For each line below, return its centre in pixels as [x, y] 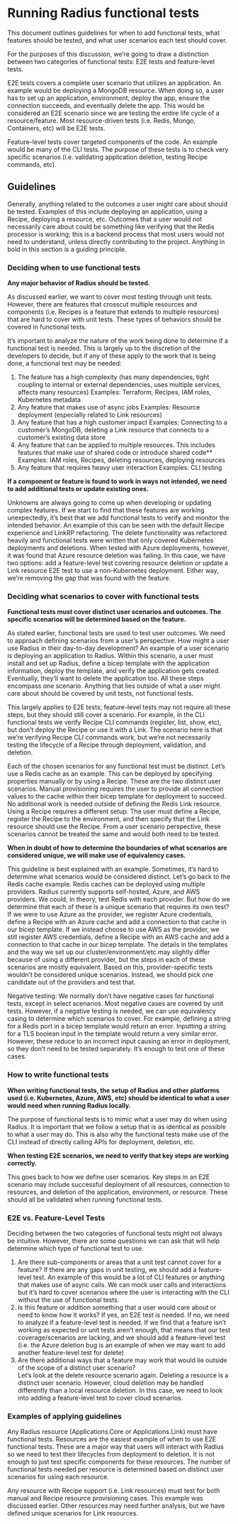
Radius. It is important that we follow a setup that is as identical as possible [117, 1126]
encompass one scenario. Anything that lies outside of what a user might [114, 686]
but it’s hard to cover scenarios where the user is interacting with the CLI [124, 1292]
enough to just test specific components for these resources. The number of [119, 1462]
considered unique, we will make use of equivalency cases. [97, 855]
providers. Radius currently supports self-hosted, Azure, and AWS [104, 892]
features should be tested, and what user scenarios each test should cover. [117, 40]
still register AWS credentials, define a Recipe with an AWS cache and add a [118, 937]
